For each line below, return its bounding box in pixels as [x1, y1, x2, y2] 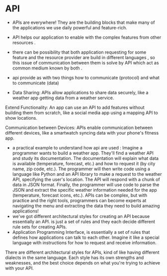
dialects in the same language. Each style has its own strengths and [5, 254, 144, 261]
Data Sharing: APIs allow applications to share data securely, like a [12, 89, 149, 95]
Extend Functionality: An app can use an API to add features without [5, 104, 145, 110]
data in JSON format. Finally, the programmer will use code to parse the [12, 182, 160, 188]
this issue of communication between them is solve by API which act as [12, 60, 159, 66]
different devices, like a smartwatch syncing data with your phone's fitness [5, 130, 159, 136]
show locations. [5, 115, 38, 121]
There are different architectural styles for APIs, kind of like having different [5, 249, 160, 255]
